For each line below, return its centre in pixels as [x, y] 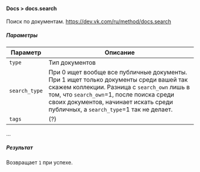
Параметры [22, 35]
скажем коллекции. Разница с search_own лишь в [119, 87]
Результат [20, 147]
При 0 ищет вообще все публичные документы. [118, 73]
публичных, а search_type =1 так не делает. [111, 110]
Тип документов [72, 62]
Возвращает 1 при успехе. [40, 162]
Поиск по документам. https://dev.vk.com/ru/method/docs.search [89, 21]
